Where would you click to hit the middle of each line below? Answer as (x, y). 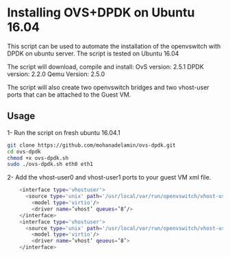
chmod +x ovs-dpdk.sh (38, 158)
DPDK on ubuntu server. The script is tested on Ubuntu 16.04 (93, 53)
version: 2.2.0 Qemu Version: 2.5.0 (56, 74)
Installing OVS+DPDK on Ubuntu (101, 13)
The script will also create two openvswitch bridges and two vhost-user (108, 87)
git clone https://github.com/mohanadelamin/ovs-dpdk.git (91, 145)
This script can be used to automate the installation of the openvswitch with (114, 46)
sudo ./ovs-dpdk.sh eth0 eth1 (50, 164)
